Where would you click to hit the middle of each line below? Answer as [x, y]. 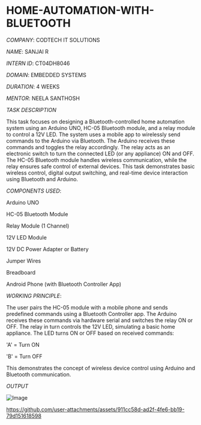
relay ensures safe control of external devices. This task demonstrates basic [100, 166]
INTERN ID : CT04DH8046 [38, 63]
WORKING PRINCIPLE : [34, 296]
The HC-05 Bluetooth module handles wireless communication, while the [97, 160]
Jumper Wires [24, 261]
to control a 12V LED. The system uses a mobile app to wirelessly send [93, 134]
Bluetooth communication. [39, 374]
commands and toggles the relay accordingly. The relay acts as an [88, 147]
